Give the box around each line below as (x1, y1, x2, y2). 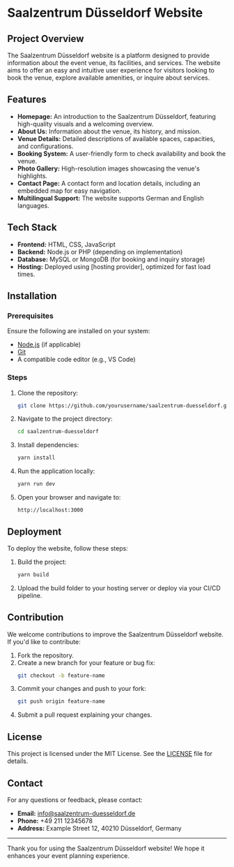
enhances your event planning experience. (7, 851, 130, 860)
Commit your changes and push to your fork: (17, 685, 146, 693)
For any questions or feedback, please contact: (7, 795, 143, 804)
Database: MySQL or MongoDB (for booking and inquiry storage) (17, 255, 205, 263)
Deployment (7, 525, 62, 537)
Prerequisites (7, 311, 54, 321)
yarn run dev (17, 481, 56, 488)
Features (7, 94, 47, 105)
